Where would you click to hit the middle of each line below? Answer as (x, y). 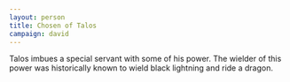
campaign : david (39, 34)
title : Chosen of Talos (53, 26)
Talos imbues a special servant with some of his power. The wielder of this (145, 59)
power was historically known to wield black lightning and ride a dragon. (141, 68)
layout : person (37, 17)
